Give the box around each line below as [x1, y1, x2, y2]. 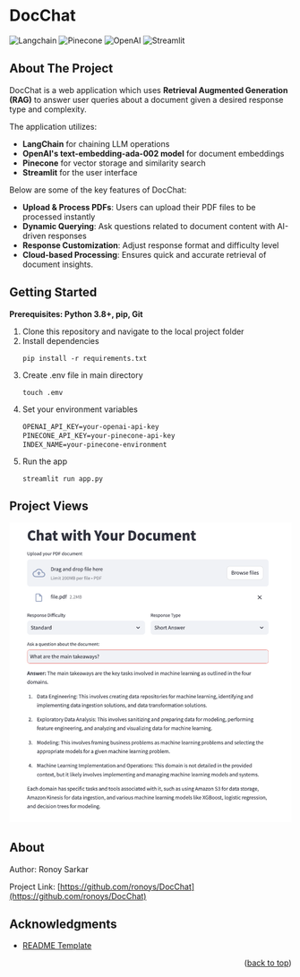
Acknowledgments [9, 916, 118, 931]
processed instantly [21, 211, 96, 222]
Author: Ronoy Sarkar [9, 863, 89, 874]
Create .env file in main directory [21, 369, 143, 381]
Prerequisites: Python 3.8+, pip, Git [9, 308, 143, 319]
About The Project [9, 61, 114, 76]
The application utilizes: [9, 121, 97, 132]
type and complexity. [9, 104, 87, 115]
